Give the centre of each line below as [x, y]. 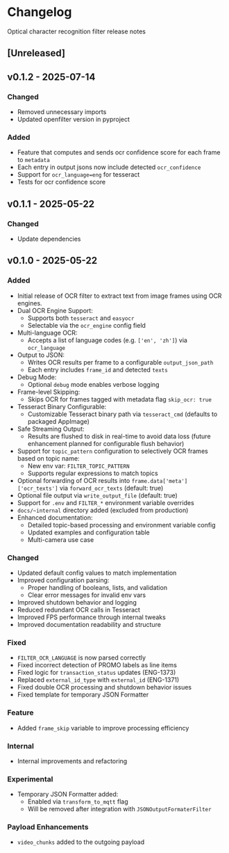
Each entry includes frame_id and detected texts [97, 369]
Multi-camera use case [61, 539]
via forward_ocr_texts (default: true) [111, 488]
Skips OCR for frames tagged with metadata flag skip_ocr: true [119, 399]
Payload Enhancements [48, 827]
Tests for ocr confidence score [61, 182]
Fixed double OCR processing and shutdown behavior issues [104, 687]
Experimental [30, 779]
